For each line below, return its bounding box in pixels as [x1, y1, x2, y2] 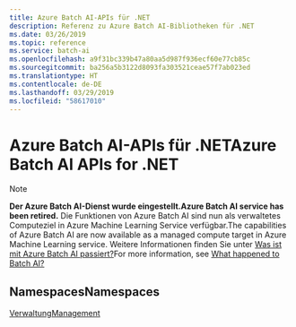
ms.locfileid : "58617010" [9, 96, 106, 106]
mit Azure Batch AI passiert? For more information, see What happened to [9, 248, 280, 260]
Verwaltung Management [9, 308, 100, 319]
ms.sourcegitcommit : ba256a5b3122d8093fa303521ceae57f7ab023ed [9, 64, 251, 73]
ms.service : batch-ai [9, 47, 91, 56]
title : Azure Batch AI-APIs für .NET [9, 13, 151, 22]
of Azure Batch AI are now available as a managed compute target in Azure [9, 229, 287, 240]
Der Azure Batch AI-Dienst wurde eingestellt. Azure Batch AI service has [9, 201, 284, 211]
